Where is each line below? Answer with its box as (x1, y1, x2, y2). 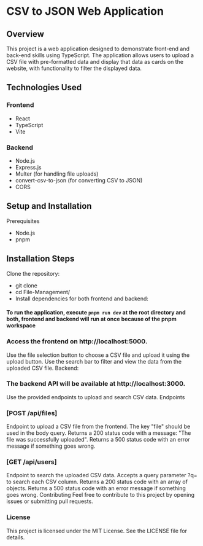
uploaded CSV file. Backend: (6, 364, 79, 372)
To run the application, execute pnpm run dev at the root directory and (6, 309, 186, 316)
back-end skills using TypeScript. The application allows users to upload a (6, 52, 194, 59)
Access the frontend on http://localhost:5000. (6, 337, 148, 346)
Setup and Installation (6, 201, 92, 211)
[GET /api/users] (6, 458, 57, 466)
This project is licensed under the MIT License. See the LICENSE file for (6, 527, 188, 534)
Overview (6, 29, 45, 39)
